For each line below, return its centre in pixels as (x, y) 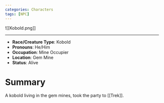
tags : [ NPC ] (17, 14)
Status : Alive (25, 62)
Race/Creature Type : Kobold (41, 42)
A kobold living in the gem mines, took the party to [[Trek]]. (64, 96)
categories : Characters (29, 9)
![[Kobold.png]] (20, 28)
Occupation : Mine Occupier (40, 52)
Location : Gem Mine (33, 57)
